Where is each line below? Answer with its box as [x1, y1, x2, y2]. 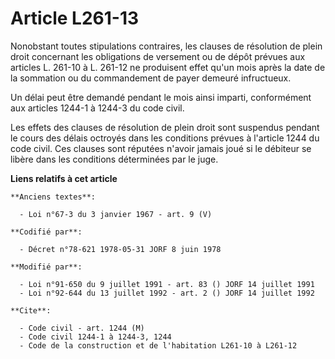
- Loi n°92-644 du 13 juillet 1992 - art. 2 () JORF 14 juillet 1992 [19, 288, 315, 298]
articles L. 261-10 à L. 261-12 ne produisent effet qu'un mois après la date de [10, 61, 326, 73]
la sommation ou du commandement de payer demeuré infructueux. [10, 72, 292, 84]
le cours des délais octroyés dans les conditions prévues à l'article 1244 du [10, 132, 320, 144]
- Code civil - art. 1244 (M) [19, 323, 145, 333]
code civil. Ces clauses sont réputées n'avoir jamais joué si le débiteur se [10, 142, 312, 154]
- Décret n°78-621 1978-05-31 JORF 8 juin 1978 [19, 244, 222, 254]
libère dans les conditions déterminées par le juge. [10, 153, 219, 165]
